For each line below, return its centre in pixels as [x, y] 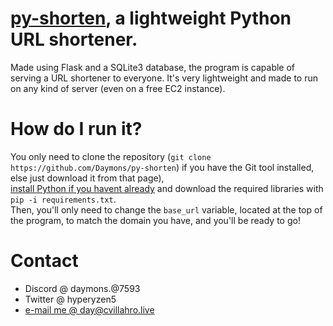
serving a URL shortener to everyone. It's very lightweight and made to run [164, 78]
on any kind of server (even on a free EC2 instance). [118, 88]
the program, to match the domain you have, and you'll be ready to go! [155, 220]
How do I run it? [76, 129]
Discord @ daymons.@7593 [82, 288]
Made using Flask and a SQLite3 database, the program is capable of [153, 67]
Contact [44, 261]
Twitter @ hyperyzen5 [70, 299]
